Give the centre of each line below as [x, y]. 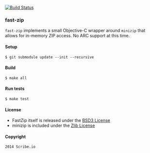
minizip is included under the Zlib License [53, 125]
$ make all [16, 78]
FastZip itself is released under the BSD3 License [61, 121]
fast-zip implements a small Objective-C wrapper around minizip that [75, 31]
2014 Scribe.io [20, 147]
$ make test [17, 99]
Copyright [15, 137]
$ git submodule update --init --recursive [50, 57]
